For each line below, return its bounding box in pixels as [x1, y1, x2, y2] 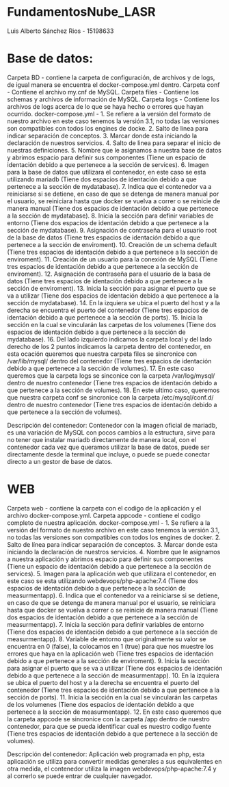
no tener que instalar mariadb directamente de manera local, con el [7, 435, 197, 443]
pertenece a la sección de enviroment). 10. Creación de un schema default [7, 240, 217, 248]
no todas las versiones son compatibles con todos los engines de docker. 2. [7, 533, 221, 541]
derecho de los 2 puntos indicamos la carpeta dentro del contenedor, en [7, 342, 211, 350]
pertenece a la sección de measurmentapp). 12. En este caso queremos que [7, 708, 222, 716]
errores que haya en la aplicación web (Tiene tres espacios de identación [7, 649, 214, 658]
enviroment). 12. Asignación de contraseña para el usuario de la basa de [7, 270, 211, 278]
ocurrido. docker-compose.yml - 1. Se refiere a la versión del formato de [7, 109, 211, 118]
